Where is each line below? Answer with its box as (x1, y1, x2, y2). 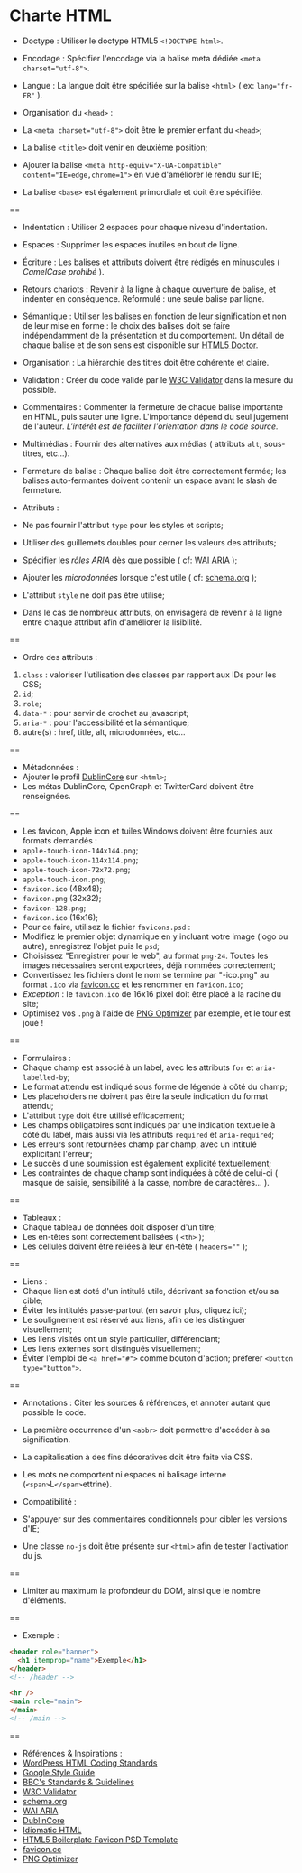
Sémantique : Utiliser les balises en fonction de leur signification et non (22, 311, 287, 321)
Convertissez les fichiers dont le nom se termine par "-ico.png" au (22, 969, 270, 980)
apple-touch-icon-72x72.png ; (22, 863, 131, 874)
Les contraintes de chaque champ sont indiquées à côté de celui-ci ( (22, 1167, 279, 1179)
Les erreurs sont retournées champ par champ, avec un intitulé (22, 1139, 257, 1150)
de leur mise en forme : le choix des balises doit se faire (22, 320, 231, 331)
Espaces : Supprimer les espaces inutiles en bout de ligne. (22, 238, 241, 249)
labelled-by (22, 1073, 68, 1082)
